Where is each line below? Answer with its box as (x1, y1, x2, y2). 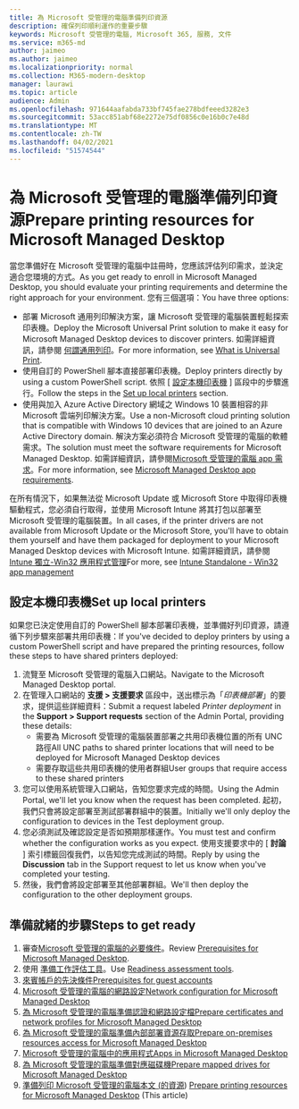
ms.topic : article (9, 88, 78, 97)
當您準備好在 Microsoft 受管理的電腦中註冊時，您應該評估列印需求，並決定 (9, 260, 284, 271)
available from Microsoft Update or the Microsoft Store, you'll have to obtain (9, 525, 289, 536)
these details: (21, 721, 72, 732)
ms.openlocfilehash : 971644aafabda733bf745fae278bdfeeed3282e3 (9, 105, 250, 114)
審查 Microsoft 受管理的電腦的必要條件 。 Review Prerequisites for (21, 943, 259, 953)
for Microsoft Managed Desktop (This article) (21, 1090, 189, 1101)
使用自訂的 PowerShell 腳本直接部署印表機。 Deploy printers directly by (21, 365, 283, 376)
